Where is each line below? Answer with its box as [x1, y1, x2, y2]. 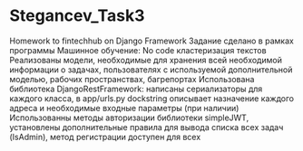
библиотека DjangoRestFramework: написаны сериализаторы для [9, 83, 263, 94]
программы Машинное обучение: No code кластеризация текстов [9, 44, 267, 55]
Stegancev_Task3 [9, 5, 145, 26]
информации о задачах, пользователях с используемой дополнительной [9, 64, 293, 75]
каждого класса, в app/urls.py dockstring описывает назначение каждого [9, 92, 295, 104]
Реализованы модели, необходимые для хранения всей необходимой [9, 54, 283, 65]
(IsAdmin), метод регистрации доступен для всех [9, 131, 201, 142]
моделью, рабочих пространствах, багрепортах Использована [9, 73, 255, 84]
